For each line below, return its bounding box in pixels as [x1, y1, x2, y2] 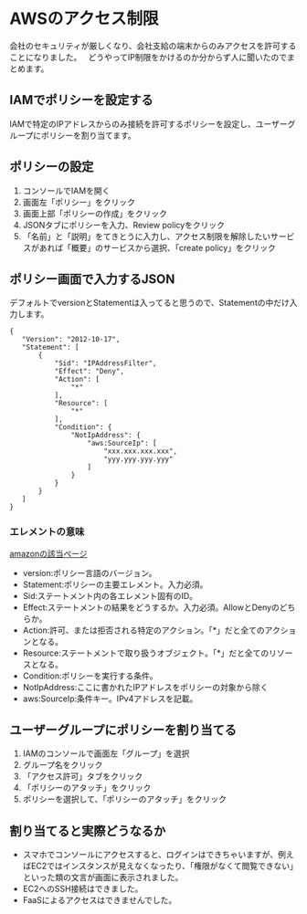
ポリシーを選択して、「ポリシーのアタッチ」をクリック [22, 793, 227, 804]
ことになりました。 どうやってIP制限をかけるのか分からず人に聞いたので [9, 51, 288, 62]
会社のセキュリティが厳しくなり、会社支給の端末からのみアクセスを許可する [9, 40, 297, 51]
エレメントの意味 [9, 526, 85, 539]
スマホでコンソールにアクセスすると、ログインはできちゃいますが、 [22, 849, 279, 860]
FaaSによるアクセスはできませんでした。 [22, 895, 177, 906]
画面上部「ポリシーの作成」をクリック [22, 207, 167, 219]
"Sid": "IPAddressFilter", [54, 359, 157, 368]
